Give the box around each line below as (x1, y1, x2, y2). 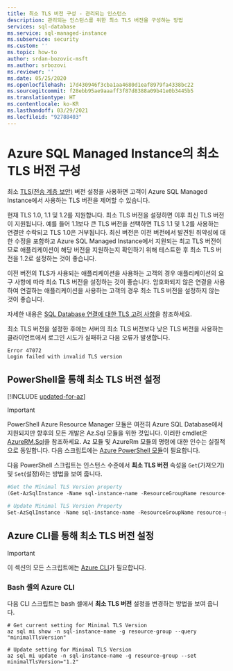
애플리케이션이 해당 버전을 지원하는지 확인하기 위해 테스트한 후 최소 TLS (19, 245, 215, 254)
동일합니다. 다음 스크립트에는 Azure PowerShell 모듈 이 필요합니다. (19, 446, 200, 455)
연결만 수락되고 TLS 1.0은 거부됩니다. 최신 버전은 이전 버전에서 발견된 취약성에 (7, 228, 218, 236)
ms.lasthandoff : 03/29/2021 (7, 107, 89, 114)
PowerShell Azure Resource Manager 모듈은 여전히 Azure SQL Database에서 (7, 420, 223, 429)
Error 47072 (7, 347, 42, 354)
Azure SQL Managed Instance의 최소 (7, 145, 219, 161)
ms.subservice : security (7, 36, 79, 43)
